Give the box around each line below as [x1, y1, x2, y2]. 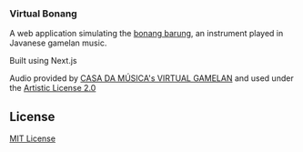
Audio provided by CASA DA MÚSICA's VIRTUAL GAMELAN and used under [9, 73, 294, 84]
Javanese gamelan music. [9, 37, 107, 48]
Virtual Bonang [9, 7, 77, 20]
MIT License [9, 133, 56, 144]
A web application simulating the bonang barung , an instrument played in [9, 28, 284, 39]
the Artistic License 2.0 [9, 83, 96, 94]
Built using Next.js [9, 56, 77, 66]
